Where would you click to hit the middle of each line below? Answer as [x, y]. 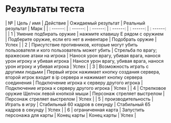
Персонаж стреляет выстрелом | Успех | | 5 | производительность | [79, 99]
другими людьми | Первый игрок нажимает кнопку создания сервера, [83, 71]
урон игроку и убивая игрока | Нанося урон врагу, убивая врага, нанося [85, 61]
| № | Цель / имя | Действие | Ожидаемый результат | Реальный [75, 23]
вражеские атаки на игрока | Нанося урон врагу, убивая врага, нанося [83, 55]
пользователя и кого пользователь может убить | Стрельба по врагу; [81, 50]
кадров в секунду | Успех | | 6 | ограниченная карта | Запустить [75, 110]
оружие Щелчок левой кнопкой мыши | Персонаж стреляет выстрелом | [85, 93]
